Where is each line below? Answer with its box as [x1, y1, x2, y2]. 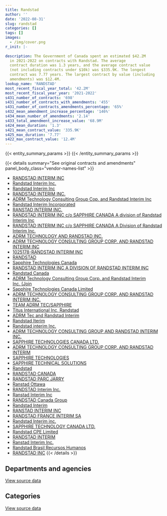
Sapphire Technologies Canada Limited [12, 286, 93, 292]
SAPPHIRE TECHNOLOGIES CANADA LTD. [12, 339, 100, 345]
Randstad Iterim [12, 318, 45, 324]
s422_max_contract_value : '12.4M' [5, 137, 77, 142]
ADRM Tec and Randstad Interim [12, 312, 80, 318]
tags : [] [5, 30, 23, 35]
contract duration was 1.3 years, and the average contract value [9, 63, 151, 68]
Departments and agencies [5, 464, 91, 473]
